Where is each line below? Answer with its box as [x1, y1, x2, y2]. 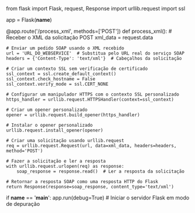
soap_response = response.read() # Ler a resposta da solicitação [16, 168, 184, 174]
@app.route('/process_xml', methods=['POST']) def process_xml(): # [6, 28, 172, 35]
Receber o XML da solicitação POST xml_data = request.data [6, 34, 153, 40]
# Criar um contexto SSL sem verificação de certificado [6, 66, 148, 72]
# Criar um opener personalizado [6, 107, 88, 113]
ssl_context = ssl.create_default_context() [6, 71, 117, 77]
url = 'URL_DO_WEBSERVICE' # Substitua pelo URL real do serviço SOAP [6, 50, 184, 56]
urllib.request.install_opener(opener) [6, 127, 104, 133]
